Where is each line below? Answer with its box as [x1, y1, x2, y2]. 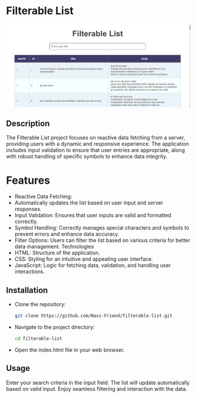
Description [6, 118, 50, 128]
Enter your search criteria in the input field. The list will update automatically [6, 379, 190, 386]
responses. [14, 205, 42, 213]
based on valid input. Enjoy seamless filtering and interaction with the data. [6, 385, 188, 392]
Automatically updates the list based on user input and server [14, 199, 164, 207]
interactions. [14, 268, 45, 275]
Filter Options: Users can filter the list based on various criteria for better [14, 237, 191, 244]
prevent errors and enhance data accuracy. [14, 231, 120, 238]
